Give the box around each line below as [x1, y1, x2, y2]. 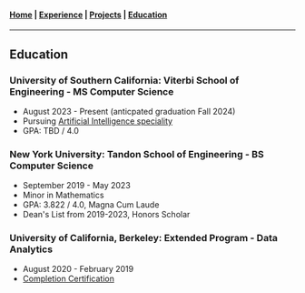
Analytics [9, 243, 53, 256]
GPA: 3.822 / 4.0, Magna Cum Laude [22, 199, 160, 210]
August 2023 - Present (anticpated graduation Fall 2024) [22, 106, 236, 116]
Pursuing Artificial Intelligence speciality [22, 116, 173, 126]
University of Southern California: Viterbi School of [9, 74, 240, 86]
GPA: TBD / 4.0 [22, 125, 80, 136]
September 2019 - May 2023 [22, 180, 132, 191]
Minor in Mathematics [22, 189, 104, 201]
